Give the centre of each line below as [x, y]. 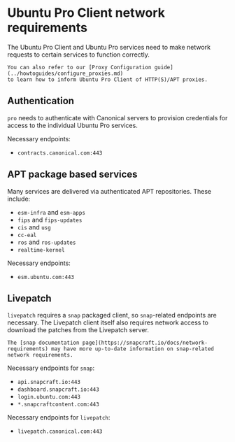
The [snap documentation [43, 343]
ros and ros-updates [47, 242]
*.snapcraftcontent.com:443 [58, 405]
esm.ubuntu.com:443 [46, 277]
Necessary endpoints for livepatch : [59, 418]
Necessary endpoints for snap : [51, 368]
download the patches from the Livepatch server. [78, 330]
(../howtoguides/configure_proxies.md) [65, 73]
